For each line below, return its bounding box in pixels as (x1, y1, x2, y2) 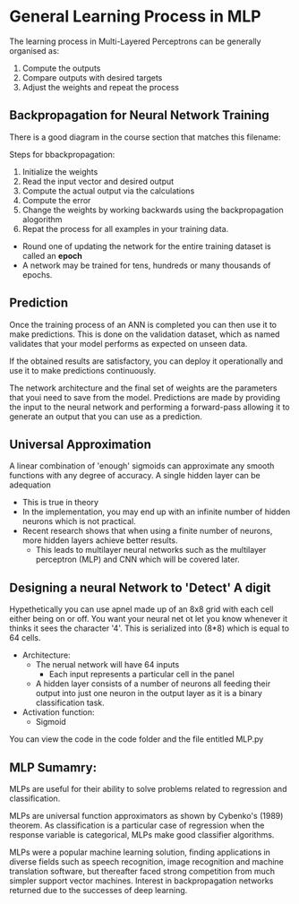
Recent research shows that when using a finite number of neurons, (21, 526, 273, 537)
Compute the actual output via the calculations (21, 185, 195, 196)
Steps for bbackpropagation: (9, 149, 115, 159)
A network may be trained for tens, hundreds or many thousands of (21, 260, 271, 271)
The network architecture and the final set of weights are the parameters (9, 383, 278, 393)
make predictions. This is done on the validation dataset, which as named (9, 329, 280, 340)
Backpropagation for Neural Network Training (9, 108, 270, 123)
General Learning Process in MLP (9, 6, 261, 27)
